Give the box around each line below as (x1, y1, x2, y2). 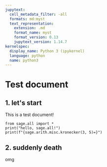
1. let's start (5, 98, 42, 107)
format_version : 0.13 (14, 35, 58, 40)
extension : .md (14, 26, 45, 31)
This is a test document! (5, 112, 54, 118)
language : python (9, 53, 45, 58)
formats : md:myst (9, 16, 45, 21)
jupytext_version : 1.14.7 (14, 40, 68, 44)
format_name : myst (14, 30, 52, 35)
